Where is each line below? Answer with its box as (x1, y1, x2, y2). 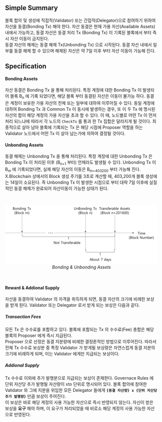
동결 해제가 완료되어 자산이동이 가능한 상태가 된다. (14, 186, 109, 191)
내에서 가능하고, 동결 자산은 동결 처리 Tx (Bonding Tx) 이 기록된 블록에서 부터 (5, 29, 152, 35)
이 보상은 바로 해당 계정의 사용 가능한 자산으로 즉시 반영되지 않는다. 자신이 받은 (5, 400, 154, 405)
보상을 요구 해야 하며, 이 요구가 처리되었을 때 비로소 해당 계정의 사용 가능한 (5, 405, 146, 411)
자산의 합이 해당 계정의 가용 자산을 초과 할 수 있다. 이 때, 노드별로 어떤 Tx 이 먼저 (5, 112, 157, 118)
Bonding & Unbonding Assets (52, 264, 111, 270)
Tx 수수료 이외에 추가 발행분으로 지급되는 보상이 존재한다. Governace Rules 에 (5, 375, 154, 381)
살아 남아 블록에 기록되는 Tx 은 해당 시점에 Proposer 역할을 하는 (21, 124, 143, 130)
